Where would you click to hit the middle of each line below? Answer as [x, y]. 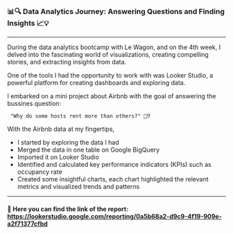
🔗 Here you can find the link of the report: [68, 209]
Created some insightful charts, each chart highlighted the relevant [113, 179]
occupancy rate [40, 172]
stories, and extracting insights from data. [67, 62]
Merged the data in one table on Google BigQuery [88, 150]
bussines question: [34, 104]
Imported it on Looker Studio [58, 157]
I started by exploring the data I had [68, 143]
